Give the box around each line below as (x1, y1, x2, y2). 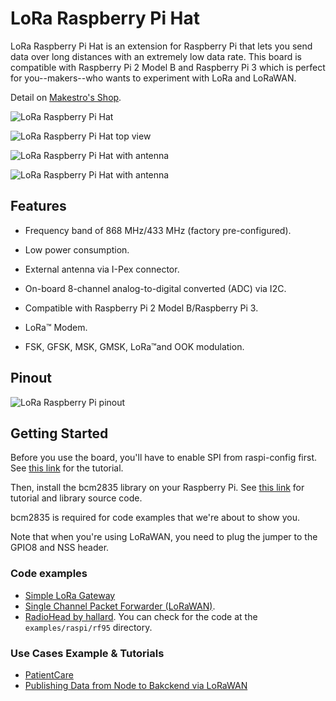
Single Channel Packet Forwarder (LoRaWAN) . (24, 600, 216, 612)
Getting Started (10, 425, 109, 442)
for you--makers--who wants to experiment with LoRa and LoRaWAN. (10, 72, 297, 84)
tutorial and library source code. (10, 492, 143, 504)
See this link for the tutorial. (10, 462, 124, 474)
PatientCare (24, 668, 74, 681)
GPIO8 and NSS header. (10, 542, 110, 554)
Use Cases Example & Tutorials (10, 646, 165, 660)
